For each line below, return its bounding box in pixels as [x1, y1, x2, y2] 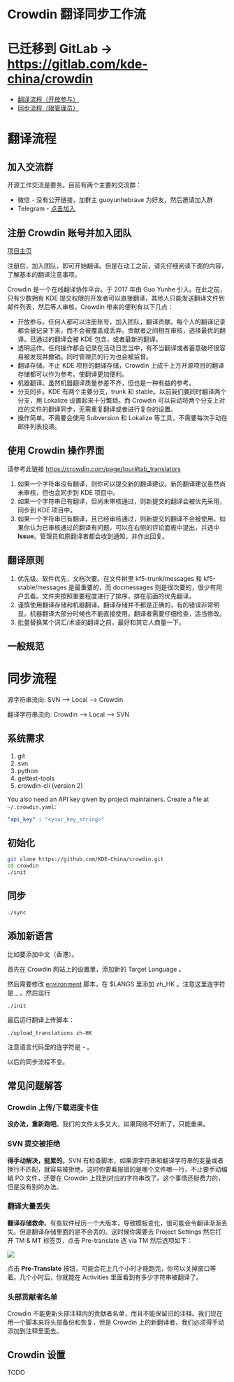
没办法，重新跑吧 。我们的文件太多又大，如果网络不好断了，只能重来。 [7, 1120, 210, 1128]
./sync [7, 909, 27, 916]
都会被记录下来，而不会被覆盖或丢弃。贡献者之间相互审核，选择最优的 [17, 326, 220, 334]
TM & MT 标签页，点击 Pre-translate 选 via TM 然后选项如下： [15, 1236, 193, 1244]
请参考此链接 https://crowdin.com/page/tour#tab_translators [7, 464, 182, 473]
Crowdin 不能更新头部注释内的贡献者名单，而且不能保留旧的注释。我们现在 [7, 1309, 223, 1318]
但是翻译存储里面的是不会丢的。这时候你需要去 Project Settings [19, 1228, 202, 1236]
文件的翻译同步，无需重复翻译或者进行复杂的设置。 [29, 405, 177, 413]
